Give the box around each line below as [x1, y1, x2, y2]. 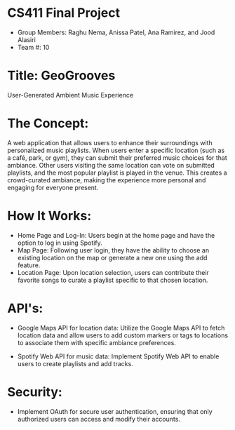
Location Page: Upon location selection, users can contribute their [17, 268, 209, 276]
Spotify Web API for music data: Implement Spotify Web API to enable [17, 352, 220, 361]
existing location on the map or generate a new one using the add [17, 253, 208, 262]
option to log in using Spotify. [17, 238, 103, 247]
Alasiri [17, 35, 36, 43]
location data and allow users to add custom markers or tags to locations [17, 331, 229, 340]
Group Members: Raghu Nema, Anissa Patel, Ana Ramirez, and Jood [17, 28, 215, 36]
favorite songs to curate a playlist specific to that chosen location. [17, 276, 208, 284]
